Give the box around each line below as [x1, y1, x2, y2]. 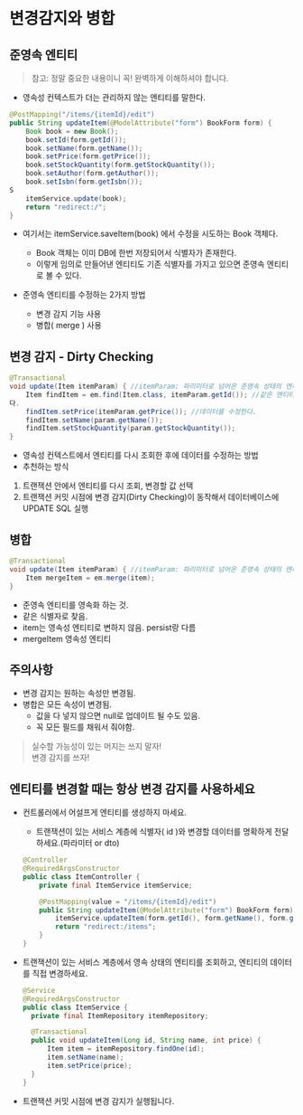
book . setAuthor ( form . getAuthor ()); [25, 169, 160, 178]
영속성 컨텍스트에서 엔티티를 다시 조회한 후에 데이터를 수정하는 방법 [22, 449, 259, 461]
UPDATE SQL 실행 [22, 503, 88, 514]
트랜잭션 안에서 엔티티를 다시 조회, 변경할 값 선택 [22, 480, 194, 491]
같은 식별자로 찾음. [22, 610, 88, 621]
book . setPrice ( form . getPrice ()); [25, 152, 151, 161]
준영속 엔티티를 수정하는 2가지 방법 [22, 289, 146, 300]
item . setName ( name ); [46, 1053, 124, 1062]
